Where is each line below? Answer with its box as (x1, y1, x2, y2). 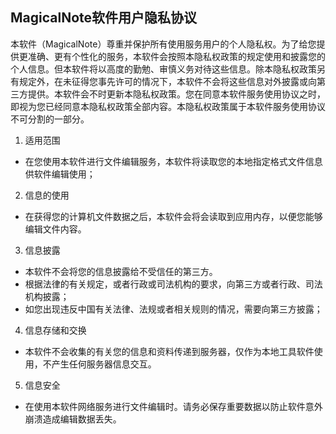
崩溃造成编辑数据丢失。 (24, 413, 122, 425)
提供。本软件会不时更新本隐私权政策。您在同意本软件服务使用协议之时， (27, 88, 326, 100)
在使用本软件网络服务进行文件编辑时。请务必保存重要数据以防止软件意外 (24, 400, 323, 412)
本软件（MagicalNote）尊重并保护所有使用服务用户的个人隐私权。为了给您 (10, 38, 317, 50)
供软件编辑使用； (24, 168, 96, 180)
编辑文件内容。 (24, 223, 87, 235)
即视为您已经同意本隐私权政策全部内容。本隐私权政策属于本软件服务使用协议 (10, 100, 326, 112)
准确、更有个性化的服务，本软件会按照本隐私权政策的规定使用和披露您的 (27, 50, 326, 62)
